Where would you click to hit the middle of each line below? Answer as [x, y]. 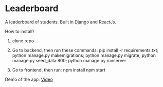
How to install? [20, 31]
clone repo [23, 41]
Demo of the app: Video [29, 79]
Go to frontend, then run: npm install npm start [59, 70]
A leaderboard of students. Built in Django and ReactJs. [61, 22]
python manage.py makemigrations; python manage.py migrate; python [84, 55]
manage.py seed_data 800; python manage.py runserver [69, 60]
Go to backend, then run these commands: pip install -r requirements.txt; [85, 50]
